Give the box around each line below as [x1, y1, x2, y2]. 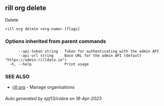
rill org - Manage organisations [12, 84, 75, 90]
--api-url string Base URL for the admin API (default [18, 53, 141, 58]
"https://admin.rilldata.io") [5, 57, 67, 63]
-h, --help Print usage [9, 62, 89, 67]
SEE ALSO [5, 73, 30, 80]
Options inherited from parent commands [5, 38, 107, 45]
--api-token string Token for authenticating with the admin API [18, 49, 160, 54]
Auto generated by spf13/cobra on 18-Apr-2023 [5, 96, 102, 101]
